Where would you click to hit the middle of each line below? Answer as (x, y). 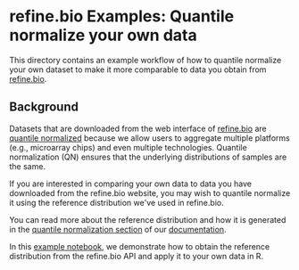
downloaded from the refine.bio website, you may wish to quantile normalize (150, 192)
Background (44, 107)
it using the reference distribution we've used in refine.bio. (117, 202)
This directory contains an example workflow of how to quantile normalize (145, 60)
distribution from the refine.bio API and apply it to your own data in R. (137, 256)
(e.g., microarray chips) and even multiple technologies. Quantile (128, 147)
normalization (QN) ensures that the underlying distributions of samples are (148, 157)
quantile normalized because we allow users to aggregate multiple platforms (149, 138)
